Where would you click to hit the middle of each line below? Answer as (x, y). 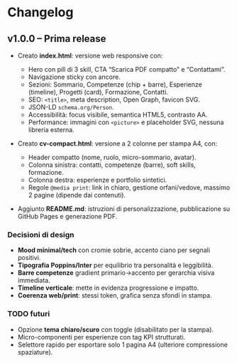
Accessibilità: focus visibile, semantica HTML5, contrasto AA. (118, 115)
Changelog (40, 12)
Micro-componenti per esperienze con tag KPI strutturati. (101, 337)
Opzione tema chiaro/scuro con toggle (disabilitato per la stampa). (116, 329)
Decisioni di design (41, 234)
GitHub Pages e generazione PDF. (67, 216)
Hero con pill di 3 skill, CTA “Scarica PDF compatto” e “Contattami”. (127, 69)
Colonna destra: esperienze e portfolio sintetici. (98, 180)
